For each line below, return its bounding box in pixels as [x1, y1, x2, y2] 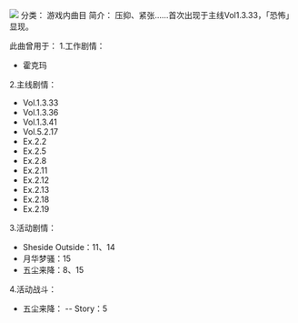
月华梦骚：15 [22, 253, 71, 264]
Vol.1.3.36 [22, 107, 59, 117]
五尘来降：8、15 [22, 265, 84, 275]
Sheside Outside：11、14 [22, 242, 115, 252]
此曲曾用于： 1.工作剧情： [9, 41, 105, 51]
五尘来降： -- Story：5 [22, 303, 108, 314]
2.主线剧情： [9, 79, 57, 90]
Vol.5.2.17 [22, 126, 59, 136]
